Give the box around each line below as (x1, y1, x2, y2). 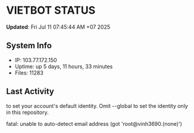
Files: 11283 (14, 69, 43, 76)
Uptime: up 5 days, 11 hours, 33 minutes (14, 63, 113, 70)
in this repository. (6, 109, 49, 116)
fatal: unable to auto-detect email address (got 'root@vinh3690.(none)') (6, 120, 183, 127)
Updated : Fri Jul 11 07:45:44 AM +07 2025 (6, 23, 111, 30)
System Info (6, 41, 52, 51)
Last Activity (6, 86, 55, 97)
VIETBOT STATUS (6, 4, 96, 17)
